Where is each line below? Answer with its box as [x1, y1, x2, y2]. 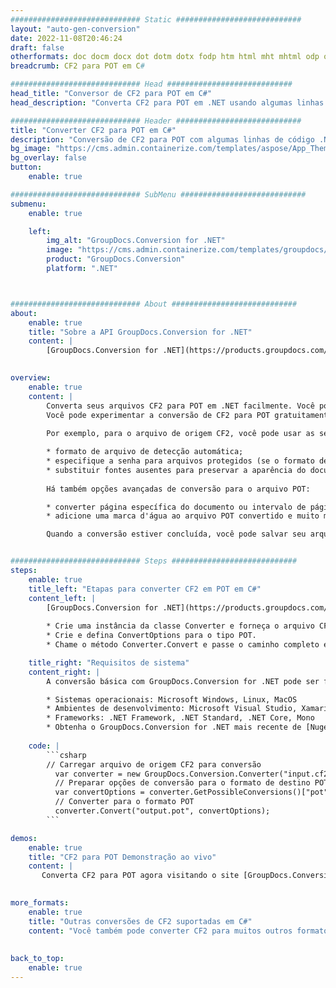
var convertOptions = [54, 787, 145, 798]
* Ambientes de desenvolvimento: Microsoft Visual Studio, [46, 704, 298, 714]
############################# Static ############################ [10, 14, 302, 25]
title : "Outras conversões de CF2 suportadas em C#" [28, 916, 253, 926]
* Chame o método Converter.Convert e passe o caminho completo [46, 640, 320, 650]
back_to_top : [10, 954, 65, 964]
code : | [28, 741, 60, 751]
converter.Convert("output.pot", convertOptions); [54, 806, 271, 816]
